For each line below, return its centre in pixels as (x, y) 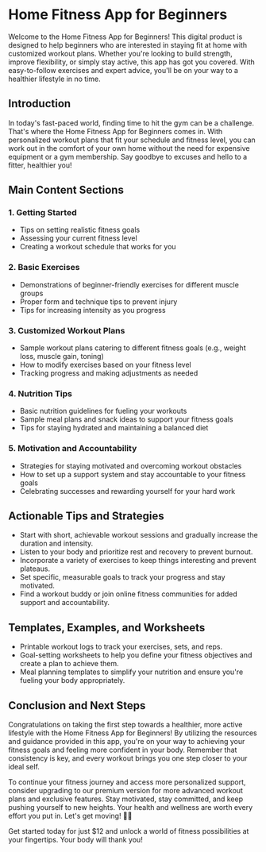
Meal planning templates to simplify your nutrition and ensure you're (131, 672)
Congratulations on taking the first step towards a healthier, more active (125, 725)
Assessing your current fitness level (78, 238)
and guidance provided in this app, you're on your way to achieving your (127, 742)
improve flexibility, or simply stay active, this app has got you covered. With (132, 62)
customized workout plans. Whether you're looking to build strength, (120, 53)
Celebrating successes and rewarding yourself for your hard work (127, 491)
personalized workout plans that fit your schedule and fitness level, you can (132, 140)
